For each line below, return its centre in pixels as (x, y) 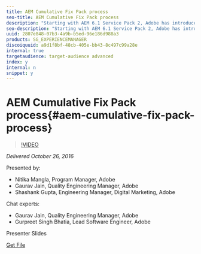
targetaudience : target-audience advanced (60, 56)
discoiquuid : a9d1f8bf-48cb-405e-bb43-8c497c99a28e (72, 46)
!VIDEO (30, 145)
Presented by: (23, 168)
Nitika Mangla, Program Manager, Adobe (65, 180)
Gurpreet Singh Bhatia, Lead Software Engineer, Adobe (83, 222)
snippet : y (20, 73)
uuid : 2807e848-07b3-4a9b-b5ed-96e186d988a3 (63, 34)
